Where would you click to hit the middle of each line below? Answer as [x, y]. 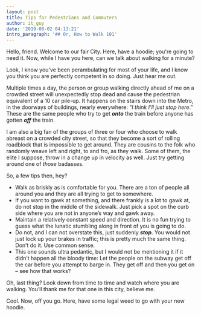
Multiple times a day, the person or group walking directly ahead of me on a [100, 88]
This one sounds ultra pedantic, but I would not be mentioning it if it [99, 252]
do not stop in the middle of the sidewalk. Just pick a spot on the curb [102, 207]
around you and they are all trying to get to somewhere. [84, 194]
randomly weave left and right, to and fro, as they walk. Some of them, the [99, 151]
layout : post [23, 12]
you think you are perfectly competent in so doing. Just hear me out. [91, 76]
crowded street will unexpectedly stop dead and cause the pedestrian [93, 94]
